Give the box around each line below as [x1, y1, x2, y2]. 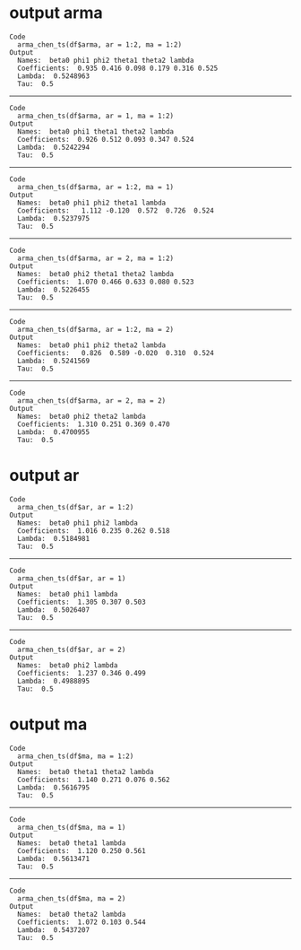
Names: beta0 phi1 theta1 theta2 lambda [17, 126, 175, 136]
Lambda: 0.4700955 [17, 427, 90, 437]
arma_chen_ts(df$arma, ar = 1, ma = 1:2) [17, 111, 175, 120]
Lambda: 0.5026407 [17, 605, 90, 614]
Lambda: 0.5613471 [17, 854, 90, 863]
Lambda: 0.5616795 [17, 783, 90, 792]
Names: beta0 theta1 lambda [17, 838, 126, 848]
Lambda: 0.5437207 [17, 925, 90, 935]
